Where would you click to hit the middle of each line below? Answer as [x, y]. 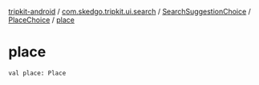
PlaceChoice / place [41, 20]
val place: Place [37, 73]
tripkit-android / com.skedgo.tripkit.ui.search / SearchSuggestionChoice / [129, 12]
